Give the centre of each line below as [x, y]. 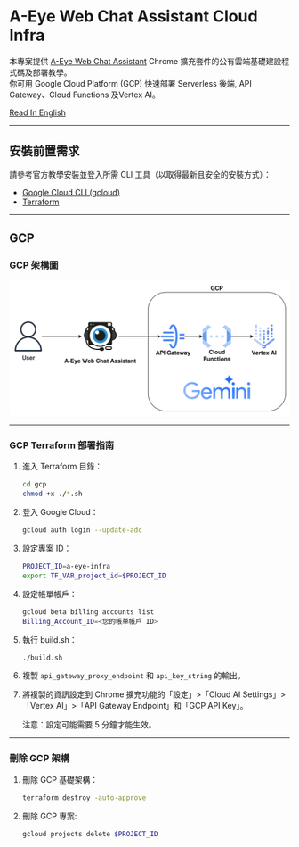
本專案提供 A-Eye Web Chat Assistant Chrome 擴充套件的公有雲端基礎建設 [145, 61]
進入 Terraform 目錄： [62, 467]
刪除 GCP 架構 [40, 759]
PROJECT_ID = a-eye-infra [66, 567]
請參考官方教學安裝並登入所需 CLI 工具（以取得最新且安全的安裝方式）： [140, 174]
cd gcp [34, 485]
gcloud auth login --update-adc [82, 530]
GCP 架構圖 [34, 265]
